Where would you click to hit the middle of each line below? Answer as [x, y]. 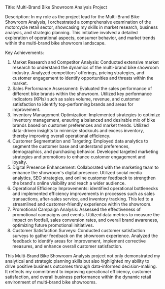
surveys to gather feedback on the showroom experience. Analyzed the [85, 236]
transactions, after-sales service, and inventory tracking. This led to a [83, 199]
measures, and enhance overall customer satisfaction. [67, 246]
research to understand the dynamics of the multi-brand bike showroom [85, 67]
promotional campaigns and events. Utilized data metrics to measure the [86, 215]
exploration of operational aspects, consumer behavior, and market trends [80, 38]
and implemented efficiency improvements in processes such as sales [83, 193]
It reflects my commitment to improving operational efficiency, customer [78, 271]
